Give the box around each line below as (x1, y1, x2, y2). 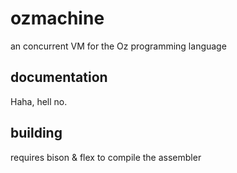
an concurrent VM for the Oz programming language (10, 40, 227, 52)
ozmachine (10, 7, 105, 30)
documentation (10, 69, 108, 86)
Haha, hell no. (10, 95, 68, 107)
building (10, 125, 63, 142)
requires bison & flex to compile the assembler (10, 151, 202, 163)
